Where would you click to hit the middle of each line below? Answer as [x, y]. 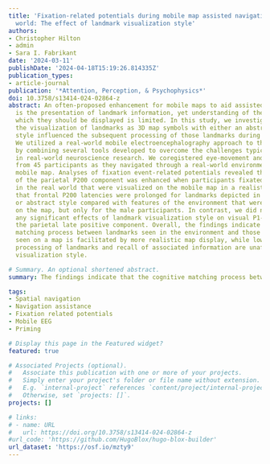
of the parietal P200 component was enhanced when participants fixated [140, 181]
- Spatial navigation [45, 299]
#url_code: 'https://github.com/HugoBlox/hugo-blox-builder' [113, 440]
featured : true [34, 351]
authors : [23, 31]
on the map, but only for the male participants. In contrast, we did [136, 210]
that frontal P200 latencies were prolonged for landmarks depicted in [138, 195]
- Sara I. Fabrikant [43, 53]
